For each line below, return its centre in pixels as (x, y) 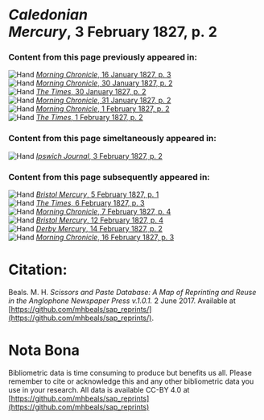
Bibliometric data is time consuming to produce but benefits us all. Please (130, 372)
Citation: (38, 270)
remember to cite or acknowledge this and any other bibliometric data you (131, 381)
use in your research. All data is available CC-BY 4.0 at (99, 389)
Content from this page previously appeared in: (103, 57)
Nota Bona (44, 350)
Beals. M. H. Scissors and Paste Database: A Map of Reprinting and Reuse (132, 293)
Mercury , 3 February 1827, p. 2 (113, 32)
